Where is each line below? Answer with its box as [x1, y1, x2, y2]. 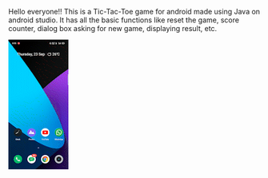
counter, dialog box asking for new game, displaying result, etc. [8, 24, 218, 33]
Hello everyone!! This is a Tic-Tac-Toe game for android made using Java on [8, 7, 261, 16]
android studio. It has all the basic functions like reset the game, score [8, 15, 240, 25]
